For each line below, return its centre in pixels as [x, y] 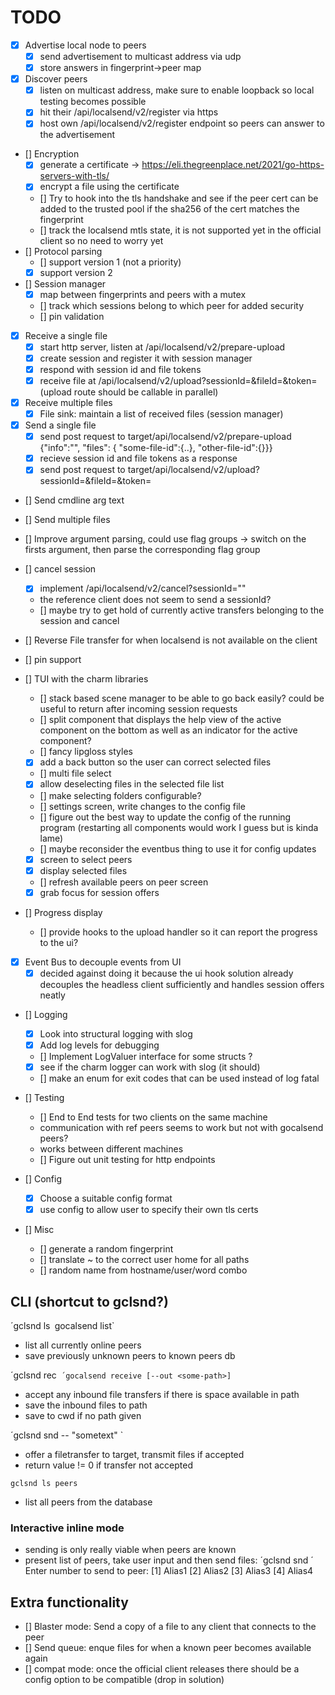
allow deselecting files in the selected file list [132, 784]
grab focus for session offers [99, 892]
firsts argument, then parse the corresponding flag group [142, 550]
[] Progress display [63, 912]
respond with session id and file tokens [120, 369]
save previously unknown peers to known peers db [130, 1355]
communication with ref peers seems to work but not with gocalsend [181, 1127]
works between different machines [111, 1149]
